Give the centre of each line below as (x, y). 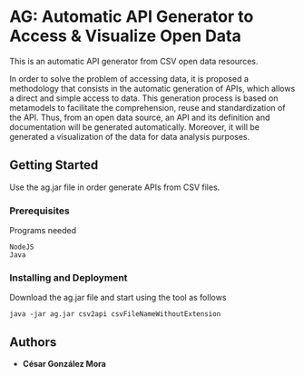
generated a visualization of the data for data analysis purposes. (130, 136)
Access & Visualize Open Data (126, 36)
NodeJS (22, 247)
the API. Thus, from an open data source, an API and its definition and (140, 117)
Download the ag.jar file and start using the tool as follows (118, 298)
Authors (33, 342)
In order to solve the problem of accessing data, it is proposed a (129, 78)
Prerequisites (39, 211)
